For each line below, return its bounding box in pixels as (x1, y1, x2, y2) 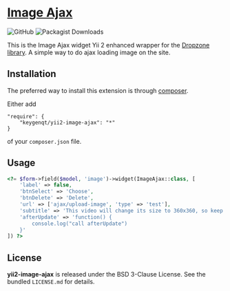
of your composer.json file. (7, 137, 82, 145)
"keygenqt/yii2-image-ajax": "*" (19, 119, 116, 126)
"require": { (7, 113, 45, 120)
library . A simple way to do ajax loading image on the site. (7, 48, 171, 56)
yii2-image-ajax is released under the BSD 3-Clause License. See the (7, 270, 206, 279)
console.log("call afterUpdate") (32, 220, 128, 227)
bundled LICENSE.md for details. (7, 277, 95, 286)
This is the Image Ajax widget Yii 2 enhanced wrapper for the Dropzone (7, 41, 210, 49)
